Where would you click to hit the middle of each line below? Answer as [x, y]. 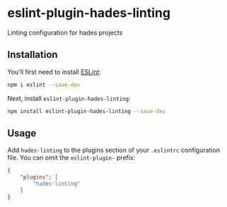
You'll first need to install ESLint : [54, 71]
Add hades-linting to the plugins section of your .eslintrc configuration [114, 150]
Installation [33, 55]
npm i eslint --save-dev [44, 85]
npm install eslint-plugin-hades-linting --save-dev [87, 111]
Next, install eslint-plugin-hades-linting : [69, 98]
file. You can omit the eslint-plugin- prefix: [71, 158]
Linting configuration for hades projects [65, 32]
